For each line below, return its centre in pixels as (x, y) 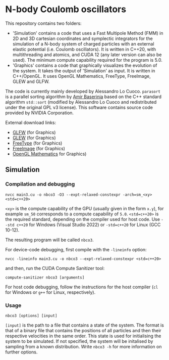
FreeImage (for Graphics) (39, 148)
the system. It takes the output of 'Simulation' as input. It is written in (84, 71)
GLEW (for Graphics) (34, 138)
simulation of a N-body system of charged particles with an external (83, 43)
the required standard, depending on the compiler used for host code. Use (83, 219)
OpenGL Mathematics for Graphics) (49, 154)
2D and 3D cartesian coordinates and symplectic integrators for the (82, 38)
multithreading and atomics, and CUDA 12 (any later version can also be (87, 55)
